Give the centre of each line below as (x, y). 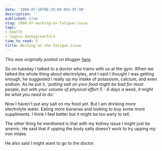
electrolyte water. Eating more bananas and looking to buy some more (75, 109)
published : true (21, 18)
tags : (10, 28)
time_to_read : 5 (21, 41)
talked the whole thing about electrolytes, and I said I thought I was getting (80, 74)
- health (14, 32)
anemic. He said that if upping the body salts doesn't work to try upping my (81, 128)
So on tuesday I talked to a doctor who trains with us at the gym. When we (79, 69)
